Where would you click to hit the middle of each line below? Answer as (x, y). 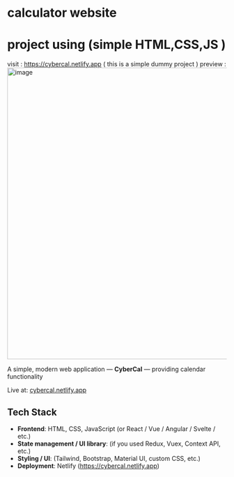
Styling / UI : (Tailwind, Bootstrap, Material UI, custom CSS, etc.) (109, 458)
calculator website (62, 13)
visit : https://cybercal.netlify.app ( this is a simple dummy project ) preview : (117, 64)
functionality (25, 377)
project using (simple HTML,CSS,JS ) (117, 45)
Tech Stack (32, 412)
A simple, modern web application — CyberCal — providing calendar (107, 369)
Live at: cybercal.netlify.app (47, 390)
